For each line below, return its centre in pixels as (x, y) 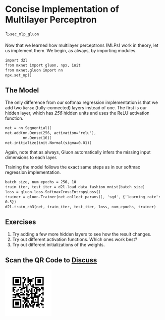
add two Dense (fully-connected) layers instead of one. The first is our (76, 107)
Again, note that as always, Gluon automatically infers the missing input (78, 152)
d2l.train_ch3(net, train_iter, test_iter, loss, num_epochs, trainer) (81, 207)
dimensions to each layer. (31, 157)
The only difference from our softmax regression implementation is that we (82, 102)
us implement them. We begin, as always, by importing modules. (71, 50)
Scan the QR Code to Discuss (51, 260)
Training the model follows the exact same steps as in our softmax (73, 167)
